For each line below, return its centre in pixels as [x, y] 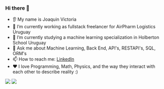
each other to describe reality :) [45, 72]
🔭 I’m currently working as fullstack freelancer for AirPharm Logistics [84, 27]
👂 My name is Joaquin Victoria [45, 19]
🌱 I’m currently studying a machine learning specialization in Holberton [86, 37]
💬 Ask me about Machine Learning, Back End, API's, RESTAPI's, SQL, [84, 48]
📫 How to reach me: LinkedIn [43, 59]
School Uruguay [29, 43]
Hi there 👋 [18, 8]
